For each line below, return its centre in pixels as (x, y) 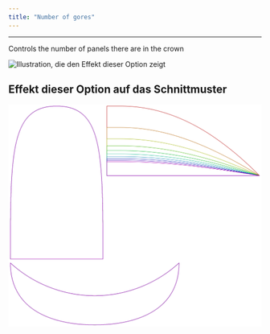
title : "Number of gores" (51, 17)
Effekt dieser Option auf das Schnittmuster (118, 90)
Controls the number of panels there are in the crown (96, 48)
